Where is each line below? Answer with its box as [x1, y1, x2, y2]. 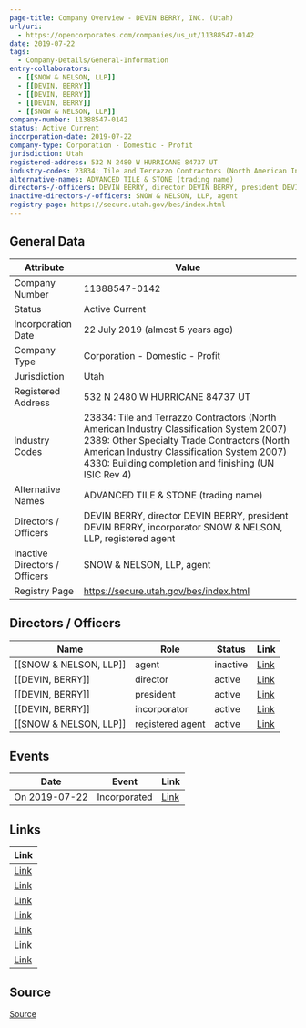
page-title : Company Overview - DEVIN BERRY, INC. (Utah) [9, 13, 234, 23]
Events [9, 748, 50, 763]
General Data [9, 234, 86, 249]
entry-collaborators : [9, 65, 92, 74]
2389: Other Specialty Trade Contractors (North [83, 434, 290, 446]
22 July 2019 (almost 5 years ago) [83, 323, 234, 336]
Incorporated [97, 791, 153, 803]
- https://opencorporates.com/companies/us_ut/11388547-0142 [17, 30, 255, 39]
